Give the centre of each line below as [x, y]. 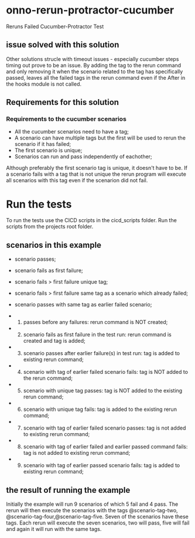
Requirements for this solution [62, 102]
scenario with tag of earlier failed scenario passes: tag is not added [105, 428]
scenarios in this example [54, 245]
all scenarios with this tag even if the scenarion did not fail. [77, 181]
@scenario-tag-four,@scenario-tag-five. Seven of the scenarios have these [97, 517]
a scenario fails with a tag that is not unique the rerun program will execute [96, 174]
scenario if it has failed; [43, 144]
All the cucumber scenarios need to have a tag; [71, 132]
